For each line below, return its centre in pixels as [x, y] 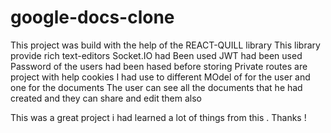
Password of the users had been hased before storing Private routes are [159, 66]
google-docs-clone [92, 17]
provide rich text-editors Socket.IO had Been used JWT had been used [156, 55]
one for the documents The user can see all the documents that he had [156, 87]
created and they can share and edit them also [106, 98]
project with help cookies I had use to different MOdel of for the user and [160, 77]
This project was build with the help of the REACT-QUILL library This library [165, 45]
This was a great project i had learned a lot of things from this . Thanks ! [158, 117]
